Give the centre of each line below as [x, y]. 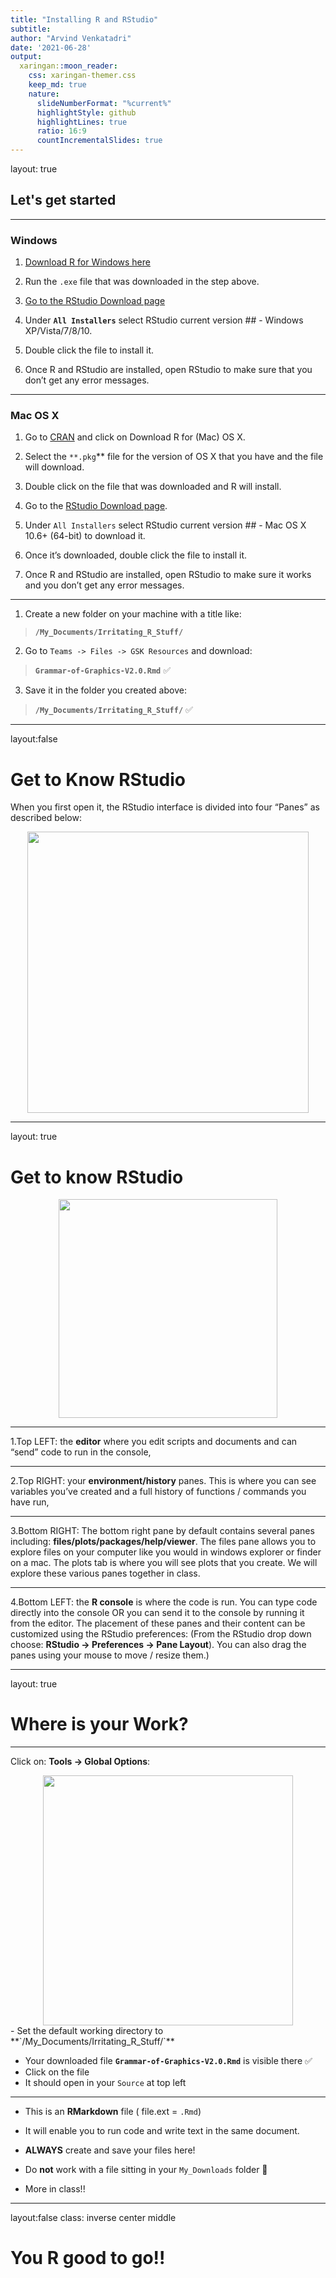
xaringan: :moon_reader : [68, 66]
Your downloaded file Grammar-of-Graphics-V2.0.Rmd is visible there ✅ [168, 2061]
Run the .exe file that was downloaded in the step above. [142, 282]
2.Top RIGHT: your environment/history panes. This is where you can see [163, 1481]
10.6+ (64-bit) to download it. [85, 536]
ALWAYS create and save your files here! [110, 2150]
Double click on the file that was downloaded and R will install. [153, 487]
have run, [30, 1502]
